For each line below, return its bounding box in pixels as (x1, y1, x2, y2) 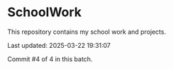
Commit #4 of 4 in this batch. (7, 54, 93, 63)
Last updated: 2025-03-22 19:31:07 (7, 41, 111, 49)
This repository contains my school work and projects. (7, 27, 167, 36)
